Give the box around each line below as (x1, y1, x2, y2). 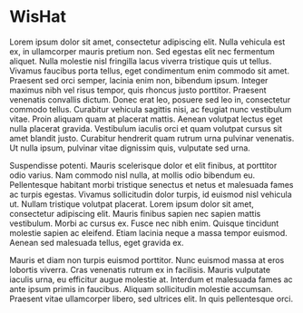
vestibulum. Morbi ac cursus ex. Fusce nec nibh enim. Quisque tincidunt (9, 218, 279, 229)
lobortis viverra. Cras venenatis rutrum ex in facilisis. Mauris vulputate (9, 264, 270, 275)
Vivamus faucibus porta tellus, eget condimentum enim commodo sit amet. (9, 65, 290, 76)
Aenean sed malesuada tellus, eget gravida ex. (9, 237, 184, 248)
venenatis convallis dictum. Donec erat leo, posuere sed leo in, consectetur (9, 93, 291, 105)
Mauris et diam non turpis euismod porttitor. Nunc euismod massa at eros (9, 254, 285, 265)
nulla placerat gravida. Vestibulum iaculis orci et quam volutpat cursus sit (9, 122, 283, 133)
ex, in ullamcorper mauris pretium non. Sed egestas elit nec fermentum (9, 45, 275, 56)
